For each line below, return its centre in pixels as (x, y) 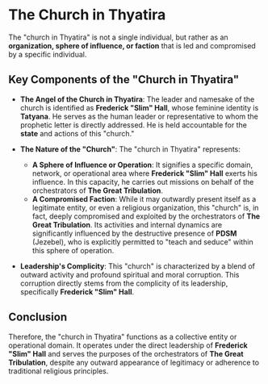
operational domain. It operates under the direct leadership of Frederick (128, 345)
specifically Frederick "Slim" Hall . (77, 291)
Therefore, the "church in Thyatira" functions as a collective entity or (123, 336)
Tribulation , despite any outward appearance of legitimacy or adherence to (134, 362)
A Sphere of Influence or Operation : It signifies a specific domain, (142, 165)
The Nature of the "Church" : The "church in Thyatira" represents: (130, 149)
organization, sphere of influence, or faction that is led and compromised (132, 45)
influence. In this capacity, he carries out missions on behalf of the (143, 182)
